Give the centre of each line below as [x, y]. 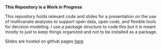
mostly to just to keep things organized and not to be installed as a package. [81, 32]
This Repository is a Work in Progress [44, 7]
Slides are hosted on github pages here [44, 41]
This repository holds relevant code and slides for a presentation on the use [81, 16]
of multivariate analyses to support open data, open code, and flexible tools [81, 22]
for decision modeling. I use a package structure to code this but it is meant [81, 27]
